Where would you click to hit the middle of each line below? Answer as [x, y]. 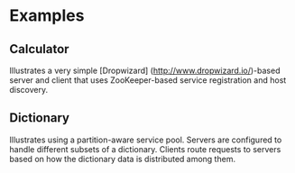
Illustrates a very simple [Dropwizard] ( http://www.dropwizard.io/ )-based [145, 70]
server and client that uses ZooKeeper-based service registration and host [148, 80]
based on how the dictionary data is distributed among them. [123, 159]
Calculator [39, 49]
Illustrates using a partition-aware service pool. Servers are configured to [146, 140]
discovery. [29, 90]
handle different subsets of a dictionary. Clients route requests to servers [145, 149]
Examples [47, 16]
